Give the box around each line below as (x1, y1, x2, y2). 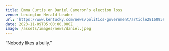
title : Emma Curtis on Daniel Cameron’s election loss (5, 7, 123, 13)
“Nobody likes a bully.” (5, 40, 52, 46)
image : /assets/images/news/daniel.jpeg (5, 26, 92, 31)
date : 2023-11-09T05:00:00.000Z (5, 21, 73, 27)
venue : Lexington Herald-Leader (5, 12, 73, 17)
